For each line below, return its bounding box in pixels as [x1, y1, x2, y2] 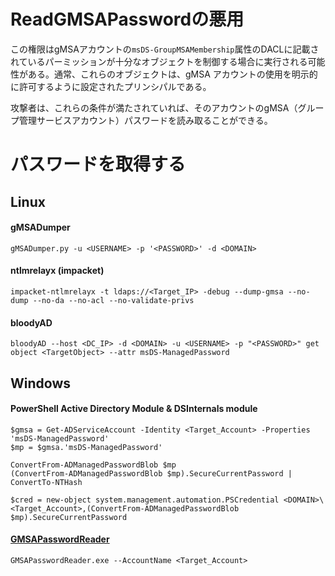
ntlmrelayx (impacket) [10, 265, 105, 277]
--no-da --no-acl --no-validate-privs [32, 295, 195, 305]
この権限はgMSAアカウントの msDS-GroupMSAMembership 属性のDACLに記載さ [10, 43, 320, 55]
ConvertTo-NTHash [10, 477, 83, 487]
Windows [10, 375, 71, 392]
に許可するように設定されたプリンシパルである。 [10, 80, 212, 92]
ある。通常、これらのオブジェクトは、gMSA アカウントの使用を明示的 [27, 68, 318, 80]
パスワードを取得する [10, 153, 187, 176]
